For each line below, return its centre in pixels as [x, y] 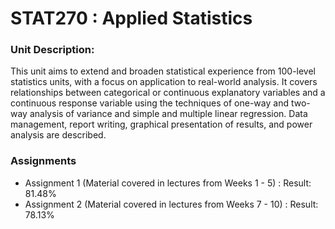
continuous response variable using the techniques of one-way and [149, 103]
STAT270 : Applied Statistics [131, 18]
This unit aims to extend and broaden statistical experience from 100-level [163, 71]
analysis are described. [58, 135]
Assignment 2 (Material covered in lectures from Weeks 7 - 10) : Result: [171, 204]
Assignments [43, 161]
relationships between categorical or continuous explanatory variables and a [168, 93]
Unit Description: [52, 50]
